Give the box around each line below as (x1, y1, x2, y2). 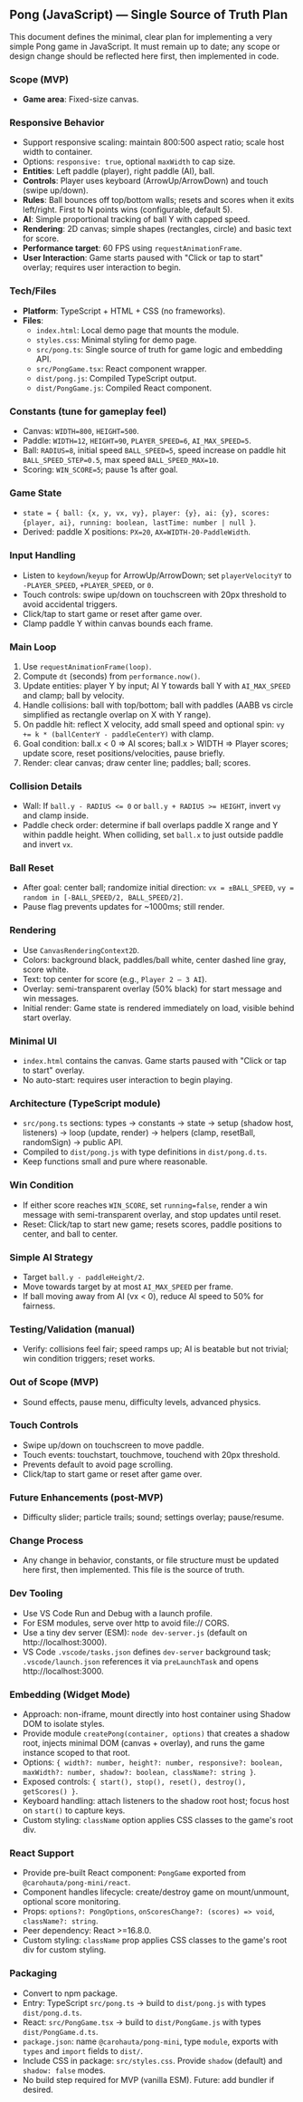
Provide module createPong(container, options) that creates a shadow (22, 1728, 290, 1739)
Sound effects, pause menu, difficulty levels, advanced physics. (22, 1396, 261, 1407)
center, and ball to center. (22, 1228, 118, 1239)
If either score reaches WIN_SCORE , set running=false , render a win (22, 1200, 269, 1210)
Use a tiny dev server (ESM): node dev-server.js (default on (22, 1626, 248, 1638)
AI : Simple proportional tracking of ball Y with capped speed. (22, 214, 251, 225)
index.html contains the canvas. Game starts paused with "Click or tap (22, 1056, 287, 1066)
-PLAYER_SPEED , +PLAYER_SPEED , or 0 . (22, 579, 154, 590)
